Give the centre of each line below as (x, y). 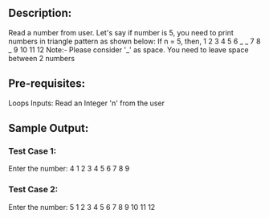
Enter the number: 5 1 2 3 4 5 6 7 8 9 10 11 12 (82, 207)
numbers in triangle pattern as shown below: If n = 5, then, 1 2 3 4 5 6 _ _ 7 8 (134, 41)
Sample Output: (49, 128)
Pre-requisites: (47, 84)
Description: (40, 13)
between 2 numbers (41, 58)
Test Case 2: (33, 190)
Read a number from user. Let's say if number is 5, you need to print (121, 32)
